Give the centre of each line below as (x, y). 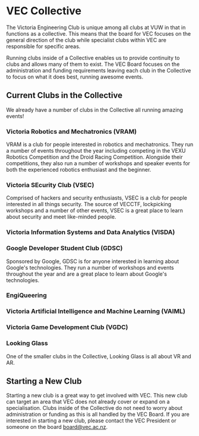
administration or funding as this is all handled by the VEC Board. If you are (98, 415)
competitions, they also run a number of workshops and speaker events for (98, 163)
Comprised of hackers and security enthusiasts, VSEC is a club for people (97, 198)
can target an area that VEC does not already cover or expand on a (88, 402)
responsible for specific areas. (43, 46)
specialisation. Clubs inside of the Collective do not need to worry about (94, 408)
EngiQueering (26, 295)
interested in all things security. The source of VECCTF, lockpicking (89, 204)
